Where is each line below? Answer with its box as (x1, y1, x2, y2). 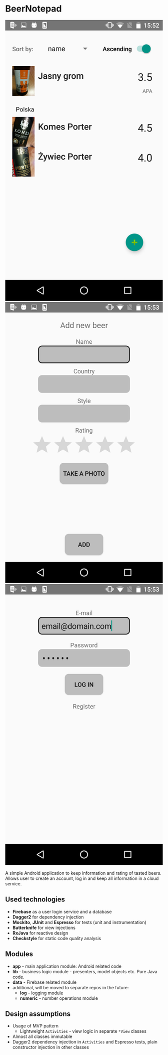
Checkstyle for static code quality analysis (12, 935, 101, 941)
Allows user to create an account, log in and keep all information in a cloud (5, 875, 159, 881)
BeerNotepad (5, 3, 62, 15)
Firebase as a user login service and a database (12, 908, 112, 914)
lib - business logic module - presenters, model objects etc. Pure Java (12, 968, 157, 974)
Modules (5, 950, 33, 959)
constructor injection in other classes (12, 1044, 89, 1050)
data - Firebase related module (12, 979, 76, 985)
